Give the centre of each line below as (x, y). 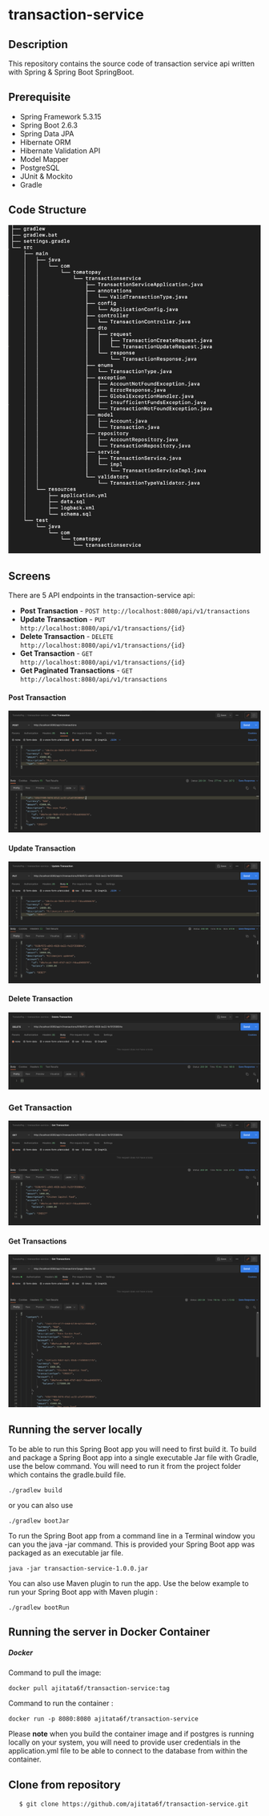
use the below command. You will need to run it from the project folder (125, 1466)
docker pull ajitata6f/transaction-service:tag (89, 1689)
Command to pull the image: (55, 1672)
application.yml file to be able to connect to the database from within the (128, 1751)
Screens (29, 576)
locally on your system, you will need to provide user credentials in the (124, 1742)
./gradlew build (35, 1490)
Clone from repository (65, 1784)
